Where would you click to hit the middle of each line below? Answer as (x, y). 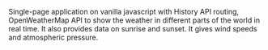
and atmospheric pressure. (53, 37)
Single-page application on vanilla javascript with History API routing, (124, 12)
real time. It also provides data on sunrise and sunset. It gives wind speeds (133, 29)
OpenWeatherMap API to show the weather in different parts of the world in (134, 20)
